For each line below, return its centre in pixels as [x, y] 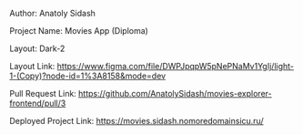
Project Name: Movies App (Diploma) [79, 31]
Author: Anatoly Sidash [52, 13]
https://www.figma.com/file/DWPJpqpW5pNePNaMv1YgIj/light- [175, 66]
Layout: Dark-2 [37, 48]
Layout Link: [32, 66]
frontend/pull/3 [38, 103]
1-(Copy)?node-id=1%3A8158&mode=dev [88, 76]
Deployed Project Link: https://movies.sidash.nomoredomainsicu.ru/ [136, 121]
